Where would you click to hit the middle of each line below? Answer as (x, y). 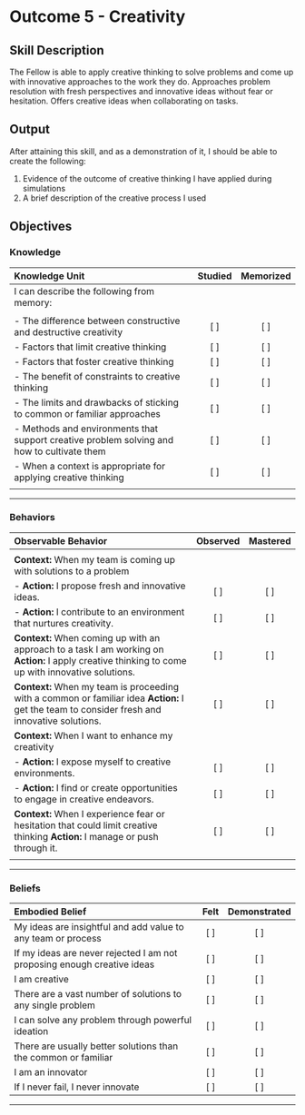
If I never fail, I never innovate (77, 1087)
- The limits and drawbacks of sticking (97, 402)
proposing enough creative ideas (84, 964)
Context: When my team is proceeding (97, 686)
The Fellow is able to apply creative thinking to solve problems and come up (152, 72)
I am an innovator (51, 1072)
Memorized (266, 276)
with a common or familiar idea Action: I (99, 698)
